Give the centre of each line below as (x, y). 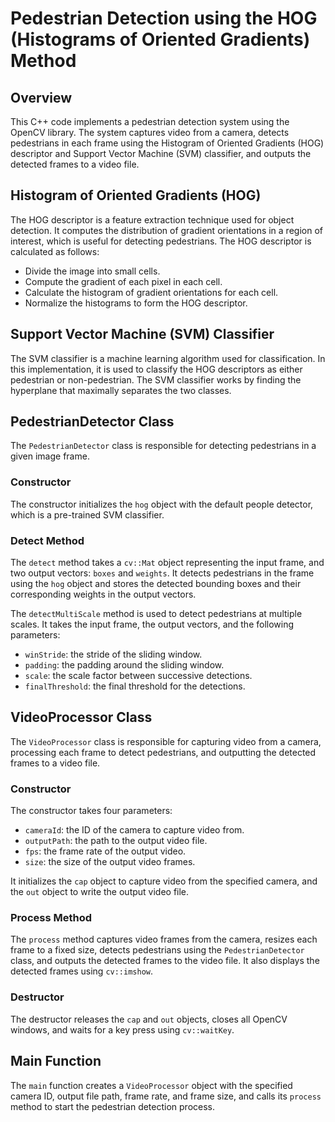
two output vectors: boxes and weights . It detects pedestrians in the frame (162, 573)
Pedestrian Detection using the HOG (164, 18)
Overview (41, 97)
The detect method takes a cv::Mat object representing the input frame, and (167, 563)
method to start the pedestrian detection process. (113, 1106)
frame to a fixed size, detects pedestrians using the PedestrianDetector (157, 950)
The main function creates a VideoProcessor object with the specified (151, 1085)
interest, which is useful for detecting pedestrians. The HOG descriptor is (161, 241)
